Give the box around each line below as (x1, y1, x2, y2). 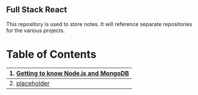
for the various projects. (6, 27, 66, 34)
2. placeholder (9, 79, 50, 87)
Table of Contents (6, 47, 97, 61)
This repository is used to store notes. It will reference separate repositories (6, 20, 193, 27)
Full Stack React (6, 5, 67, 15)
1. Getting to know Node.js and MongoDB (9, 69, 129, 77)
